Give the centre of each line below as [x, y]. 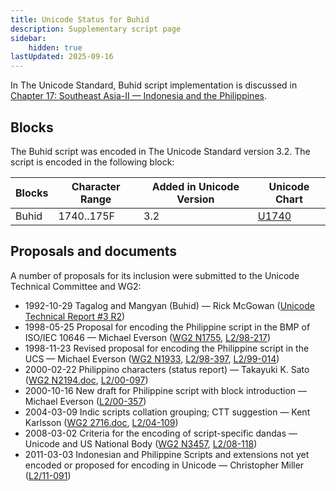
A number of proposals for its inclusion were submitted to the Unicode [155, 275]
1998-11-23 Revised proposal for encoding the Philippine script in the [167, 348]
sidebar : [28, 38]
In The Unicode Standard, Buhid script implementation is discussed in [154, 85]
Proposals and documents [94, 251]
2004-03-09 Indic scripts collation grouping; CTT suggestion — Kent [167, 412]
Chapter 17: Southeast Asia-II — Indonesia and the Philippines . [138, 96]
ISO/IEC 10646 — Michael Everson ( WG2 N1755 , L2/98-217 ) [148, 337]
